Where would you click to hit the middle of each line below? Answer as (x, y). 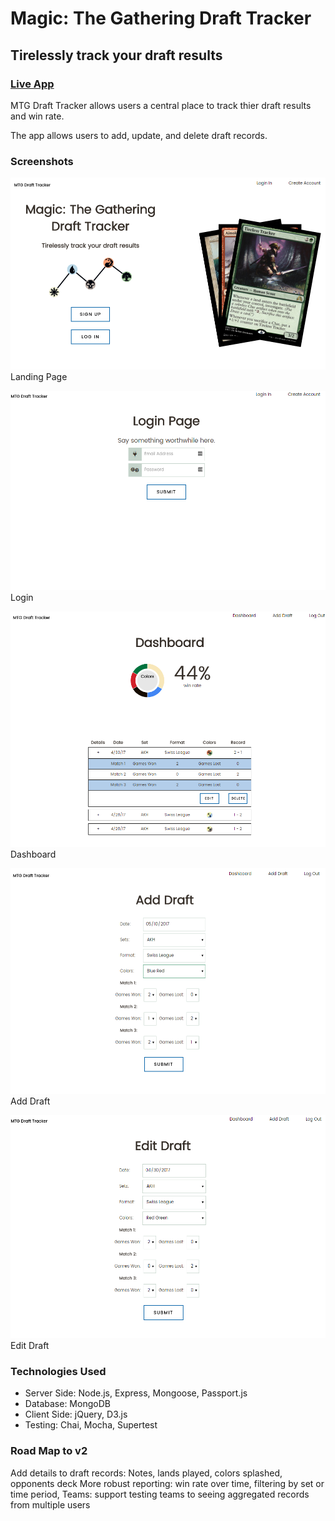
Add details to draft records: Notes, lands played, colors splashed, (146, 1473)
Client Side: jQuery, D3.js (76, 1414)
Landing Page (39, 377)
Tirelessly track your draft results (116, 55)
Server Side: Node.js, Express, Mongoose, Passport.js (136, 1393)
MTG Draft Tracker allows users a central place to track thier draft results (161, 105)
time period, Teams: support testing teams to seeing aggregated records (160, 1494)
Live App (32, 84)
